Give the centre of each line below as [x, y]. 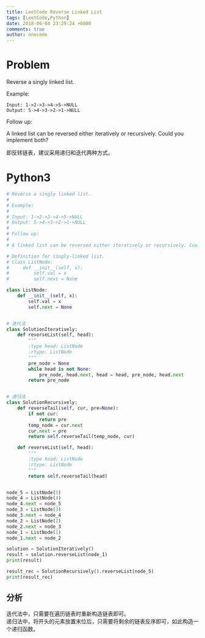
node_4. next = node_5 [34, 504]
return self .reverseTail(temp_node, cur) [82, 437]
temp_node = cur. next [56, 425]
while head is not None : [60, 369]
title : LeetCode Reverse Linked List [54, 12]
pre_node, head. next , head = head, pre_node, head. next [111, 375]
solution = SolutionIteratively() [50, 549]
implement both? [27, 140]
